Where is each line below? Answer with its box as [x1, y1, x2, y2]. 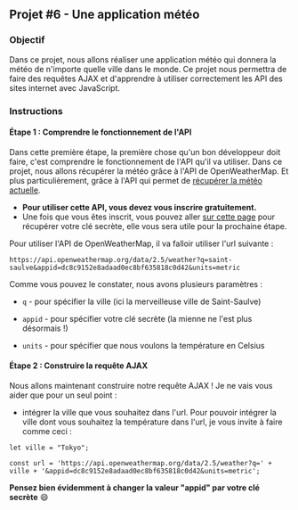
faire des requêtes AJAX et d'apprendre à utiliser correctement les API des [9, 73, 283, 84]
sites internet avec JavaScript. [9, 82, 121, 93]
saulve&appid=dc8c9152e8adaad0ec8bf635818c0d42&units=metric [9, 263, 241, 272]
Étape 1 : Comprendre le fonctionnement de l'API [9, 127, 192, 137]
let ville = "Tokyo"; [9, 443, 90, 453]
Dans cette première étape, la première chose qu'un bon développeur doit [9, 146, 281, 157]
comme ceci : [21, 426, 73, 437]
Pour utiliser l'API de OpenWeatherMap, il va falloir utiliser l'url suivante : [9, 238, 274, 249]
